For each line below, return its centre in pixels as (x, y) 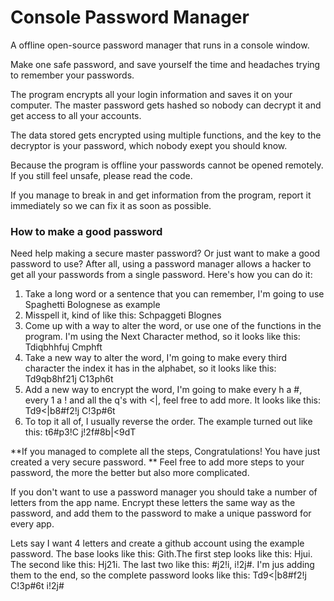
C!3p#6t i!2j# (37, 586)
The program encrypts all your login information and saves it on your (151, 94)
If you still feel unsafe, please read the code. (101, 175)
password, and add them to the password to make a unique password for (161, 513)
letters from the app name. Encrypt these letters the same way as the (153, 503)
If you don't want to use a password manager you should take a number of (164, 492)
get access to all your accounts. (76, 115)
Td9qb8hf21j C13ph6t (69, 379)
